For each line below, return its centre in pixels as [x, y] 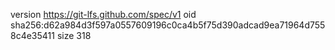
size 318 [74, 35]
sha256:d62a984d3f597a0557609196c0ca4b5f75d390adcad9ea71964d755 [168, 25]
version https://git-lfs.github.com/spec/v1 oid [103, 14]
